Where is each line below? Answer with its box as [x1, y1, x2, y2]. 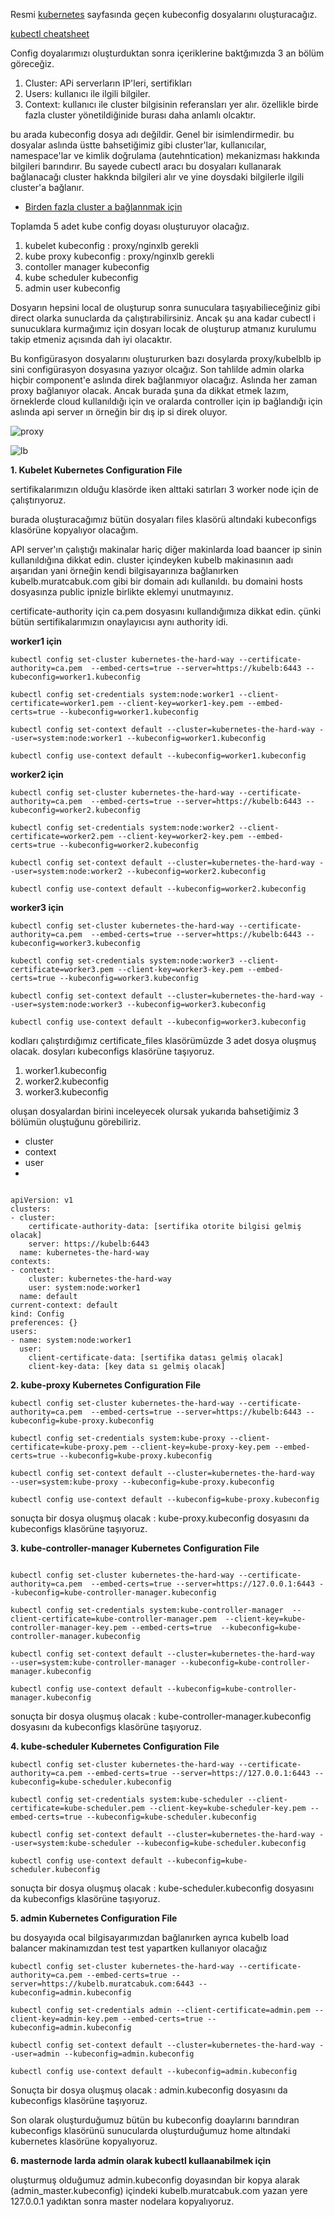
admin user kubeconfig [24, 282, 121, 294]
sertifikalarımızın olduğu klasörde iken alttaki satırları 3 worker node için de [10, 484, 319, 495]
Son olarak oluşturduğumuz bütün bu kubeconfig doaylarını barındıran [10, 2114, 300, 2126]
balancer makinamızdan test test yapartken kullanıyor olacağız [10, 1942, 268, 1954]
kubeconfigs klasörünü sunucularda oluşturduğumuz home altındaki [10, 2125, 291, 2136]
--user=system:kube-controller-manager [10, 1658, 177, 1668]
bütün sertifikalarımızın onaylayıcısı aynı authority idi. [10, 616, 229, 628]
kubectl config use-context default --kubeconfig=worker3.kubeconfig [10, 1017, 307, 1027]
